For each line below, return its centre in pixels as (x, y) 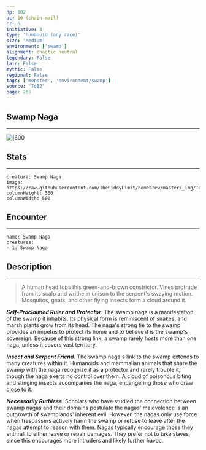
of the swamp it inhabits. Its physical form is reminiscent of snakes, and (97, 319)
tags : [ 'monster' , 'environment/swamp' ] (59, 81)
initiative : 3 (25, 29)
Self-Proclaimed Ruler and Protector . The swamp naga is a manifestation (100, 312)
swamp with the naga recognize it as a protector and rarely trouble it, (93, 370)
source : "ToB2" (26, 87)
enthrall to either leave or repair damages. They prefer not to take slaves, (98, 434)
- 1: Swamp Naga (27, 248)
